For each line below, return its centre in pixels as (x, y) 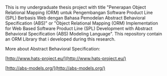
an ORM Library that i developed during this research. (60, 39)
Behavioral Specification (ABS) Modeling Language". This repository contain (84, 34)
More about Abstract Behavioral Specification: (53, 49)
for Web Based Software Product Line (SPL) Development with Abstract (79, 28)
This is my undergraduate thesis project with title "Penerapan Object (76, 7)
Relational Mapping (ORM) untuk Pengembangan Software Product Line (79, 12)
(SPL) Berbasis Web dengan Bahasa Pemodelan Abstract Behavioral (75, 18)
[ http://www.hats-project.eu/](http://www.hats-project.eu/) (66, 58)
